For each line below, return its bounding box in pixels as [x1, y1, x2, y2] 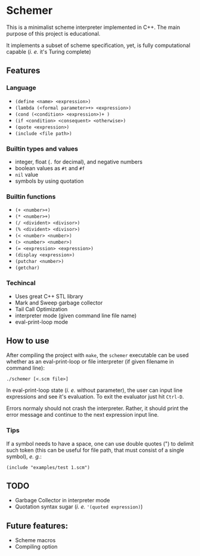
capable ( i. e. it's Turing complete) [6, 48, 92, 55]
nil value [14, 171, 39, 178]
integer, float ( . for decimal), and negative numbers [14, 158, 143, 165]
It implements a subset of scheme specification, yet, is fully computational [6, 42, 191, 49]
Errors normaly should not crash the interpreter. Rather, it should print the [6, 405, 189, 412]
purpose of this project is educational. [6, 30, 101, 37]
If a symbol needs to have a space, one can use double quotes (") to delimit [6, 440, 194, 447]
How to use [6, 335, 49, 346]
